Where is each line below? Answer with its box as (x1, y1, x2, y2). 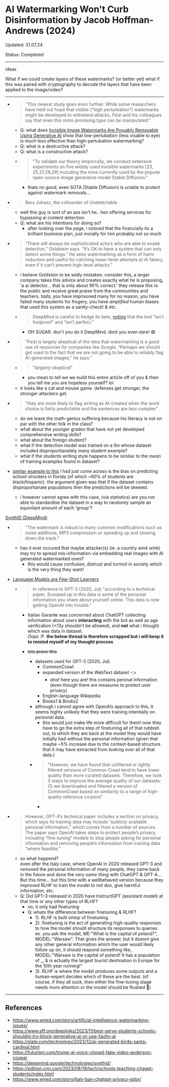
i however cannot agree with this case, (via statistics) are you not (20, 494, 155, 500)
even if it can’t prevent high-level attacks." (25, 262, 113, 268)
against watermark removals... (27, 190, 91, 196)
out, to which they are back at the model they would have (42, 730, 162, 736)
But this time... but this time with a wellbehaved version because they (20, 877, 163, 883)
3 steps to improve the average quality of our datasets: (47, 777, 161, 784)
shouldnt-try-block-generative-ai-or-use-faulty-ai (12, 1033, 116, 1039)
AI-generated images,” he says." (25, 355, 92, 361)
